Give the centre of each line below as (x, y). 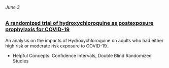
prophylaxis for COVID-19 (38, 29)
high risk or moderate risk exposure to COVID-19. (57, 46)
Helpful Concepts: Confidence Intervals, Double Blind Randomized (82, 55)
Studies (21, 61)
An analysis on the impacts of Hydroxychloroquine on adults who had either (84, 40)
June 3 (13, 7)
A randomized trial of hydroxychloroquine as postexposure (79, 23)
